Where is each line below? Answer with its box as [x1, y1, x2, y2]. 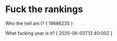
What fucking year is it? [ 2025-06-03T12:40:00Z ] [5, 30, 112, 36]
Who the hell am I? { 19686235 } [5, 20, 73, 26]
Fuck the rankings [5, 4, 83, 15]
